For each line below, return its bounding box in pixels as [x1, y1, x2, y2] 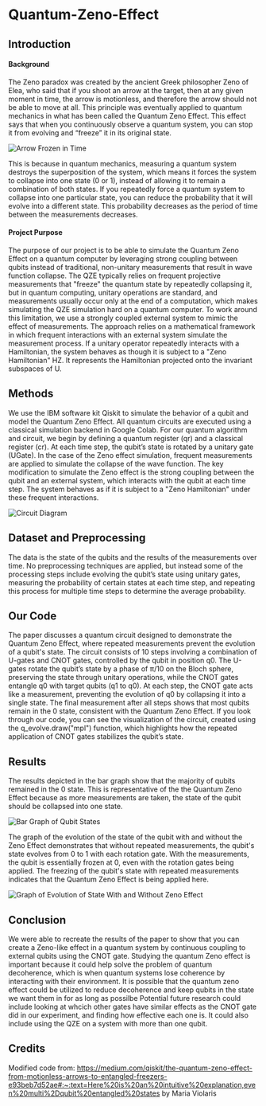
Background [8, 60, 50, 69]
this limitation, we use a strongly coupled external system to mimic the [8, 313, 238, 322]
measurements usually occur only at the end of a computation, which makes [8, 296, 258, 306]
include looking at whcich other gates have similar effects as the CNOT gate [8, 1002, 257, 1012]
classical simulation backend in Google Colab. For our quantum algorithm [8, 424, 248, 435]
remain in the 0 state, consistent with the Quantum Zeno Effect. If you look [8, 706, 252, 716]
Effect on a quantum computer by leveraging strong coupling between [8, 253, 238, 264]
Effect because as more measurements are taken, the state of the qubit [8, 793, 241, 803]
